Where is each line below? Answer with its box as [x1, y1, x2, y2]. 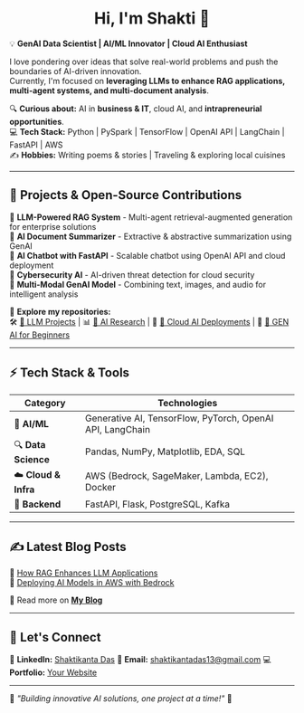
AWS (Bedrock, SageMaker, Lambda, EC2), [84, 470, 269, 482]
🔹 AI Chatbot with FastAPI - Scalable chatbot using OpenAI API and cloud [9, 250, 286, 261]
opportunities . [9, 116, 65, 127]
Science [14, 452, 50, 465]
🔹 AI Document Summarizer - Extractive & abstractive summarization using [9, 231, 292, 242]
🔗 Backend [14, 498, 62, 510]
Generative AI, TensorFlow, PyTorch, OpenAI [84, 412, 274, 424]
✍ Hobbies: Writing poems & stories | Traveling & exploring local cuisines [9, 149, 286, 160]
